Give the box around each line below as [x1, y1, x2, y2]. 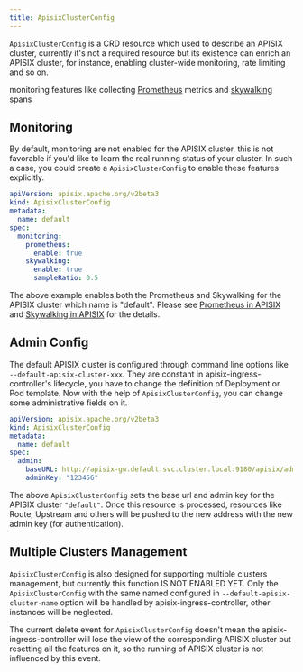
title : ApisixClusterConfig [9, 13, 115, 23]
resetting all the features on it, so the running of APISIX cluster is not [9, 643, 264, 654]
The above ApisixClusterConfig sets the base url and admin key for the [9, 489, 275, 500]
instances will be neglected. [9, 606, 114, 617]
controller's [9, 377, 52, 388]
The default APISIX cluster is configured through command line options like [9, 359, 289, 369]
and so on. [9, 67, 50, 77]
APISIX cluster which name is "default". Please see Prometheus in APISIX [9, 299, 281, 311]
